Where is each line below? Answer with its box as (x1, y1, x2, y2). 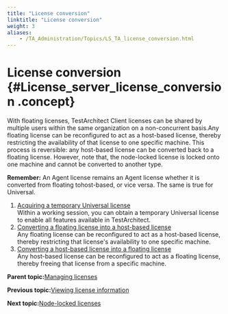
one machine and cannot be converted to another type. (7, 160, 163, 168)
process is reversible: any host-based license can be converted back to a (7, 146, 214, 154)
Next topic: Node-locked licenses (7, 299, 101, 308)
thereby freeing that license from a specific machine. (16, 259, 166, 267)
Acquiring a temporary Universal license (16, 201, 131, 209)
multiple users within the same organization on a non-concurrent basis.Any (7, 124, 219, 132)
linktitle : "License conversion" (7, 16, 103, 23)
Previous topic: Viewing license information (7, 286, 129, 294)
